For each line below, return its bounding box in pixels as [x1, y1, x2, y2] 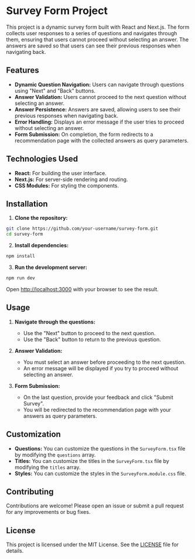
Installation [6, 199, 48, 209]
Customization [6, 430, 61, 439]
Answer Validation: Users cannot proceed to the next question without [14, 93, 187, 100]
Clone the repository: [14, 214, 68, 221]
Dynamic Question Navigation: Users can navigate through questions [14, 81, 184, 88]
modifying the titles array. [14, 463, 81, 471]
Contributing [6, 486, 54, 496]
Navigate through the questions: [14, 318, 95, 325]
